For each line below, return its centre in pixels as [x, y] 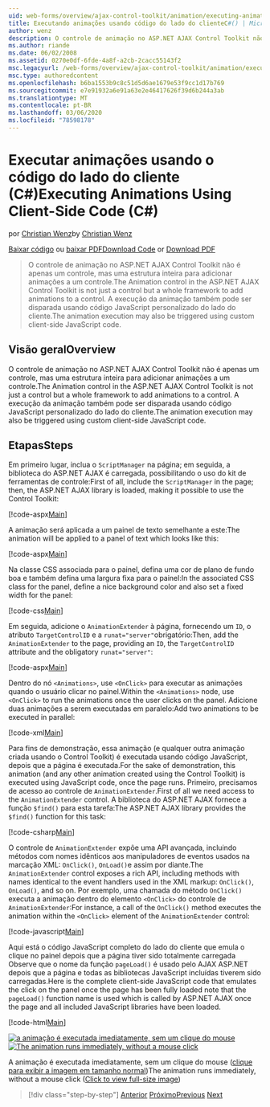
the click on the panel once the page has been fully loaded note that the [127, 990]
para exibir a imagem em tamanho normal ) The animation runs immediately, [132, 1071]
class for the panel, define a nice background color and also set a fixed [126, 586]
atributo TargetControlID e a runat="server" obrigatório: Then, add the [123, 635]
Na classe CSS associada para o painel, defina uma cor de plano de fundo [131, 570]
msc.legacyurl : [34, 68]
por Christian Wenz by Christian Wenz [70, 233]
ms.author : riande [39, 46]
